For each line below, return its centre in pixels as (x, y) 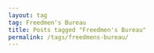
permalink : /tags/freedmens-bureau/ (68, 37)
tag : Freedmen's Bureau (47, 23)
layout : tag (28, 15)
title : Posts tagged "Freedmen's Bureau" (77, 30)
